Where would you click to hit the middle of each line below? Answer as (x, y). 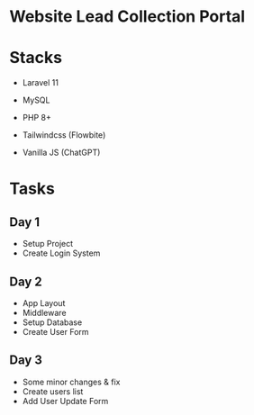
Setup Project (48, 244)
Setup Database (52, 322)
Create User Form (55, 331)
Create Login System (61, 253)
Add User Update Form (65, 401)
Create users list (53, 391)
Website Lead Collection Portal (127, 17)
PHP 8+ (36, 118)
